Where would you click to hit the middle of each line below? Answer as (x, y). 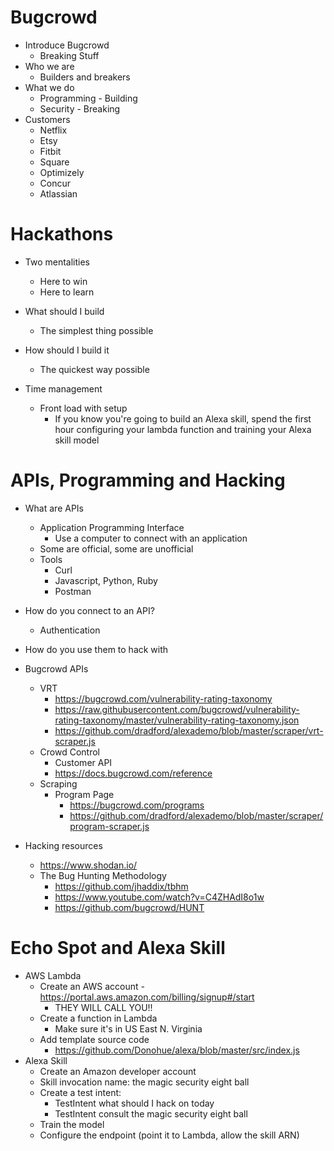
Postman (73, 591)
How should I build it (67, 350)
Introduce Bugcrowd (67, 45)
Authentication (70, 630)
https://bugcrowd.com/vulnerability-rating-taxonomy (163, 698)
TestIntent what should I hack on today (134, 1103)
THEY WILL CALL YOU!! (103, 1007)
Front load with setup (83, 408)
